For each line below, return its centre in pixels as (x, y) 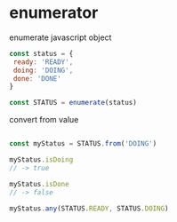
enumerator (54, 13)
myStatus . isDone (39, 184)
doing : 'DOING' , (43, 70)
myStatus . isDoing (41, 160)
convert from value (44, 120)
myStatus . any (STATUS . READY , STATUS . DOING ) (89, 208)
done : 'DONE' (37, 78)
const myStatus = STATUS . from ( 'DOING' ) (83, 144)
